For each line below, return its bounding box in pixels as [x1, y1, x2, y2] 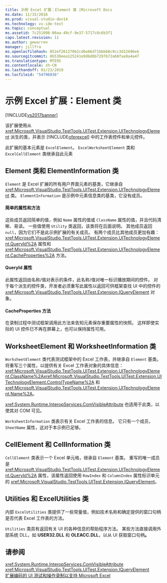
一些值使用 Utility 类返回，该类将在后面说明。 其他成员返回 [28, 223, 153, 229]
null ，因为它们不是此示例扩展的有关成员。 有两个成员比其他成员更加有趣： [5, 229, 160, 235]
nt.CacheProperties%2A [5, 252, 55, 258]
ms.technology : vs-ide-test [5, 21, 64, 26]
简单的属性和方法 [5, 205, 40, 211]
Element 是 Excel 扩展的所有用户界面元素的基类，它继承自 [5, 181, 123, 187]
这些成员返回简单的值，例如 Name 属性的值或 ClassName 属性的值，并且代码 [5, 216, 157, 222]
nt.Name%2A [5, 391, 33, 397]
